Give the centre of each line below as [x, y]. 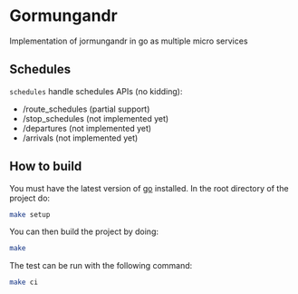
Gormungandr [63, 16]
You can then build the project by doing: [84, 231]
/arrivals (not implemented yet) [80, 138]
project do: [30, 198]
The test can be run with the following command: [101, 266]
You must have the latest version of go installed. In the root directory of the [149, 188]
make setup [30, 214]
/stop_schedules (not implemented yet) [96, 118]
